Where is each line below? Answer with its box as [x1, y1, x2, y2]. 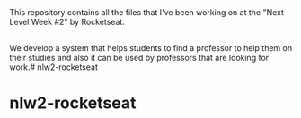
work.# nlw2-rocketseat [9, 62, 99, 72]
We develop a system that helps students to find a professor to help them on [9, 42, 293, 53]
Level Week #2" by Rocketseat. [9, 17, 126, 28]
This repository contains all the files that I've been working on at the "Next [9, 7, 285, 18]
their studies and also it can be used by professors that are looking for [9, 52, 270, 63]
